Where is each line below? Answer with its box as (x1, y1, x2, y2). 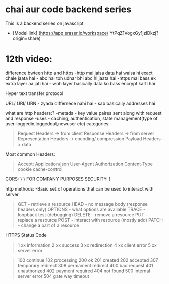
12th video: (5, 53, 53, 65)
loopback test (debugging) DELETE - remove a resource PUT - (17, 211, 148, 218)
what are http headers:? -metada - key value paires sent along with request (5, 110, 162, 116)
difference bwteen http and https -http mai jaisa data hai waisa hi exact (5, 70, 153, 76)
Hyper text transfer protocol (5, 90, 64, 97)
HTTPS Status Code (5, 232, 47, 238)
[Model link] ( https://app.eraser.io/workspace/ (12, 30, 109, 36)
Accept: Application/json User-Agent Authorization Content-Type (17, 161, 153, 167)
